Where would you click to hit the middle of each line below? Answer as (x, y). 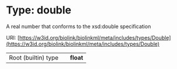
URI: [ (13, 37)
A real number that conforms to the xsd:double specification (79, 26)
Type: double (39, 10)
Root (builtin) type (34, 57)
